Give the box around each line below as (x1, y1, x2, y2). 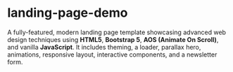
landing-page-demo (7, 5, 128, 21)
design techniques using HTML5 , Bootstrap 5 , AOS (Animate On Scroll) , (7, 35, 219, 43)
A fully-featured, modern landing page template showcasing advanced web (7, 28, 227, 36)
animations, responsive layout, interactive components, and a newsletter (7, 50, 218, 59)
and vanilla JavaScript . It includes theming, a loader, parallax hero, (7, 43, 201, 51)
